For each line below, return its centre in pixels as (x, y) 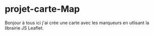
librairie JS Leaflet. (24, 28)
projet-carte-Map (42, 9)
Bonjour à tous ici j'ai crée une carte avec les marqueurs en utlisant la (77, 23)
